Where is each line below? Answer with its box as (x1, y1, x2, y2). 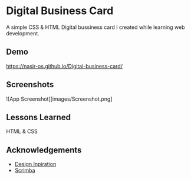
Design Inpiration (14, 161, 57, 168)
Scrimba (14, 167, 35, 174)
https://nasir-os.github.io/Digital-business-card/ (6, 62, 123, 69)
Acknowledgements (6, 145, 82, 155)
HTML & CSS (6, 128, 38, 135)
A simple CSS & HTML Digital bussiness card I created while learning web (6, 24, 185, 31)
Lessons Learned (6, 112, 71, 122)
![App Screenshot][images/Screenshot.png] (6, 95, 113, 102)
